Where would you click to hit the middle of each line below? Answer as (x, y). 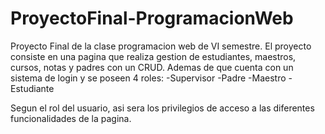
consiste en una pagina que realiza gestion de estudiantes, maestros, (153, 56)
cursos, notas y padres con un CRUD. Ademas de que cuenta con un (152, 67)
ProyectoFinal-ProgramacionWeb (152, 18)
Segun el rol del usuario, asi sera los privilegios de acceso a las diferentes (162, 108)
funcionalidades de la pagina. (71, 118)
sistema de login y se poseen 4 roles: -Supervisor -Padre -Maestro (148, 78)
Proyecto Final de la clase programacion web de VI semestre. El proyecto (161, 46)
